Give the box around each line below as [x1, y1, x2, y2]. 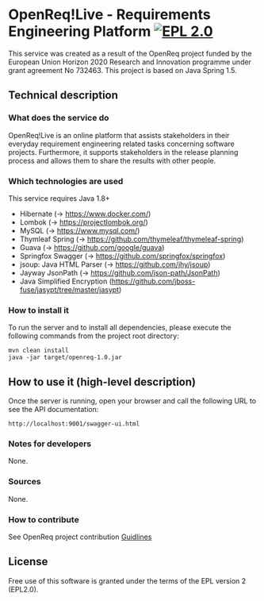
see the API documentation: [8, 405, 99, 414]
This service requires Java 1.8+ [8, 193, 110, 203]
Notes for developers [8, 438, 92, 449]
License [8, 555, 48, 568]
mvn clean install [8, 347, 69, 355]
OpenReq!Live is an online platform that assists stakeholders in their [8, 130, 230, 140]
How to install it [8, 304, 70, 315]
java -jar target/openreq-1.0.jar [8, 353, 123, 362]
